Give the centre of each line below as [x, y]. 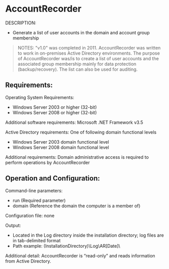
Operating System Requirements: [40, 97]
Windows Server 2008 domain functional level [61, 147]
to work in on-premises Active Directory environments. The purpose [89, 53]
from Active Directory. [28, 261]
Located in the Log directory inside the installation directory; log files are [88, 235]
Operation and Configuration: [53, 178]
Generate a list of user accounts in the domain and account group [81, 32]
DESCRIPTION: [21, 23]
